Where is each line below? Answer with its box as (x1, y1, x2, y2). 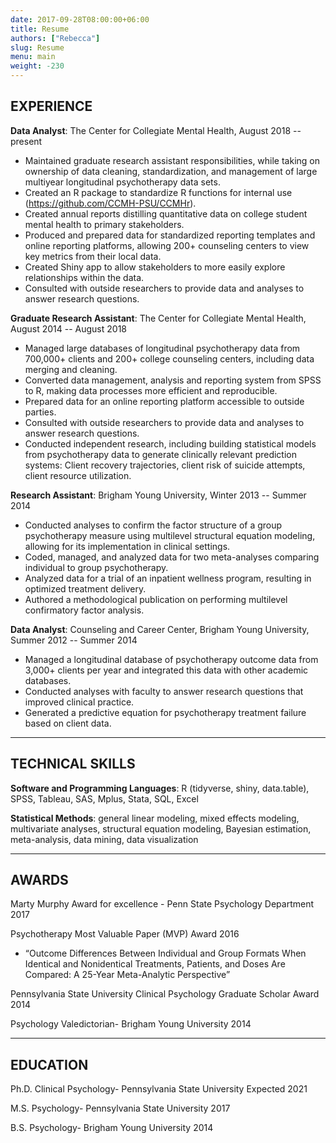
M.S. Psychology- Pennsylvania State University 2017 (10, 1102, 231, 1115)
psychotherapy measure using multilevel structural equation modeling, (24, 529, 316, 541)
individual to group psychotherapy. (24, 561, 169, 573)
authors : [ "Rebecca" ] (10, 33, 101, 43)
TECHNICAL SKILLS (10, 756, 136, 773)
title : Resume (10, 24, 70, 34)
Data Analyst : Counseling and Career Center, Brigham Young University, (10, 623, 310, 635)
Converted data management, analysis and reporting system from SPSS (24, 374, 322, 386)
